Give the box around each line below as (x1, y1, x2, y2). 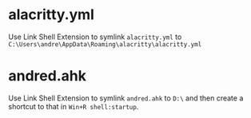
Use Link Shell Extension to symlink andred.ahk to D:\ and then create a (8, 93, 244, 103)
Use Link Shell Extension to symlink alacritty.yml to (8, 32, 182, 41)
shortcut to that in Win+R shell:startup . (8, 101, 139, 111)
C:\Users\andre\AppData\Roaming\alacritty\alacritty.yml (8, 40, 202, 49)
